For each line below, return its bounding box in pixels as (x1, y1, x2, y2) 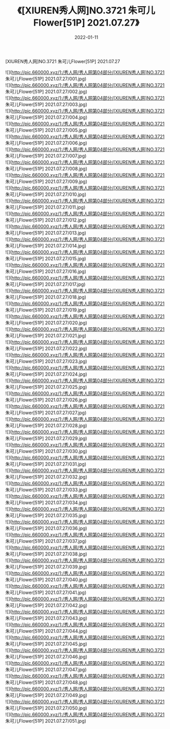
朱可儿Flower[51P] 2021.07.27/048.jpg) (5, 679, 87, 685)
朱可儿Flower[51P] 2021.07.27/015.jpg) (5, 255, 86, 261)
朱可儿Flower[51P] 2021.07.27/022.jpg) (5, 345, 87, 351)
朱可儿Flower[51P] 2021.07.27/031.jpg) (5, 461, 86, 467)
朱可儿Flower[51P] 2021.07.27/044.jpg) (5, 628, 88, 634)
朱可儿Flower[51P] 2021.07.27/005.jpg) (5, 127, 87, 133)
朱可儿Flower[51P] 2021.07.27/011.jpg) (5, 204, 86, 210)
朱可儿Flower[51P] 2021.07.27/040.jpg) (5, 576, 88, 583)
